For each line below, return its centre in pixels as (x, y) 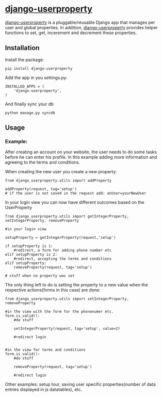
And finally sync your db (29, 104)
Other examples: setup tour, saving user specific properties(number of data (81, 384)
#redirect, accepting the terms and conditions (63, 259)
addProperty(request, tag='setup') (41, 189)
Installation (22, 48)
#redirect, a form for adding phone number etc (63, 250)
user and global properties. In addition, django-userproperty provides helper (81, 27)
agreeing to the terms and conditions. (42, 162)
